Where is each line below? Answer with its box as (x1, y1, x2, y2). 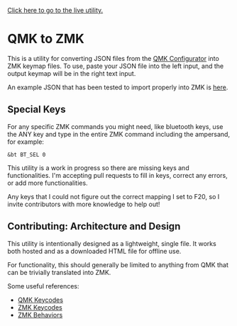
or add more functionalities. (7, 179, 88, 187)
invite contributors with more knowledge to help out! (7, 200, 160, 208)
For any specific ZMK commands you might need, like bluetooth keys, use (7, 122, 224, 130)
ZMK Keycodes (17, 303, 62, 311)
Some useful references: (7, 281, 79, 290)
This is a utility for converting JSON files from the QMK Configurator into (7, 54, 220, 62)
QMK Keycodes (17, 296, 64, 304)
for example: (7, 137, 45, 146)
